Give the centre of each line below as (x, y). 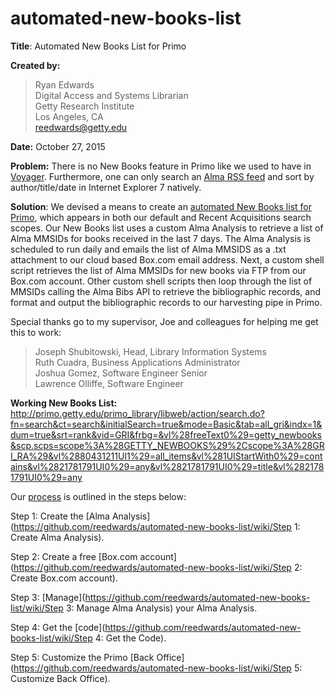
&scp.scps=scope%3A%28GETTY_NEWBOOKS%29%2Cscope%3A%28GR (167, 445)
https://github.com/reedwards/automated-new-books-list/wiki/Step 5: (158, 668)
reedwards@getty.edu (81, 127)
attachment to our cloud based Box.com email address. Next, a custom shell (167, 259)
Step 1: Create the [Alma (60, 516)
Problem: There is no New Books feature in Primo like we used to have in (161, 166)
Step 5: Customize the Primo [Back (82, 657)
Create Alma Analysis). (57, 537)
